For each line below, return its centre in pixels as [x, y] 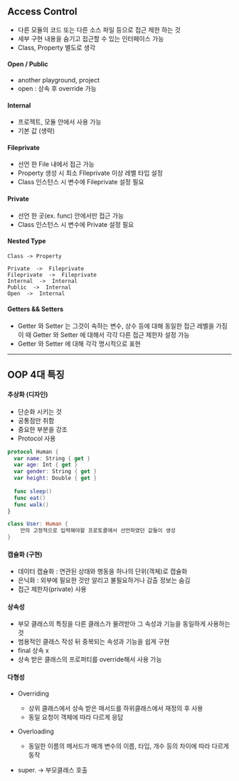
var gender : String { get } [55, 472]
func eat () [30, 498]
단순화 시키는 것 [39, 411]
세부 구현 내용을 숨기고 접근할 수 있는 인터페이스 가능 [91, 38]
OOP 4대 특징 [36, 375]
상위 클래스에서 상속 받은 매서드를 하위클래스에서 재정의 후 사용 [116, 708]
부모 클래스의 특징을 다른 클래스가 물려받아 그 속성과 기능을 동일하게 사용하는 [124, 624]
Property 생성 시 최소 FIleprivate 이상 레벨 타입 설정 [90, 173]
